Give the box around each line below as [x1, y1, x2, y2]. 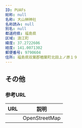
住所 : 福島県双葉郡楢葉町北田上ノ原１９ [5, 54, 78, 60]
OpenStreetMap [22, 115, 61, 122]
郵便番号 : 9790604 [5, 50, 42, 55]
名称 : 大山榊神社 [5, 17, 36, 22]
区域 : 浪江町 [5, 36, 29, 41]
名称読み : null [5, 21, 34, 27]
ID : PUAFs [5, 7, 26, 13]
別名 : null [5, 26, 27, 31]
